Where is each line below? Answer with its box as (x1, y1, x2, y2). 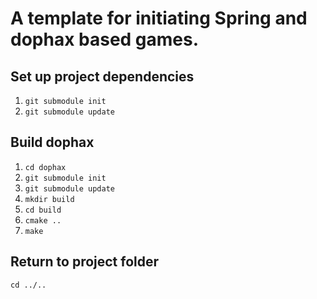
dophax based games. (10, 28, 200, 51)
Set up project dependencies (10, 68, 195, 85)
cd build (24, 205, 62, 215)
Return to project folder (10, 253, 160, 271)
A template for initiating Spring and (10, 7, 308, 30)
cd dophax (24, 162, 67, 172)
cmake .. (24, 215, 62, 226)
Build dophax (10, 134, 95, 151)
